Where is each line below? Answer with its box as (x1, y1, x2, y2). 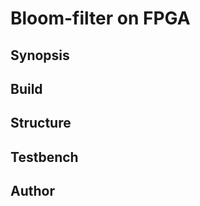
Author (10, 183, 55, 200)
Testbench (10, 148, 79, 166)
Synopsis (10, 47, 70, 64)
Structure (10, 115, 72, 132)
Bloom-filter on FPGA (10, 7, 191, 30)
